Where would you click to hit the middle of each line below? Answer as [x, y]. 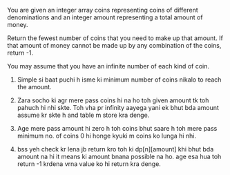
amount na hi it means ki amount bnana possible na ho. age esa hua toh [119, 156]
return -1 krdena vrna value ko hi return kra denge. [89, 164]
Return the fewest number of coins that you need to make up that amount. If [115, 38]
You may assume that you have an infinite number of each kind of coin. [108, 66]
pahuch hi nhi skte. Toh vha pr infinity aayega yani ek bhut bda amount [118, 108]
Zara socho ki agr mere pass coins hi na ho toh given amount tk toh [113, 100]
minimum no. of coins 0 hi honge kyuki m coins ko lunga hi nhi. [107, 136]
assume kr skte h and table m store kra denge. [83, 115]
